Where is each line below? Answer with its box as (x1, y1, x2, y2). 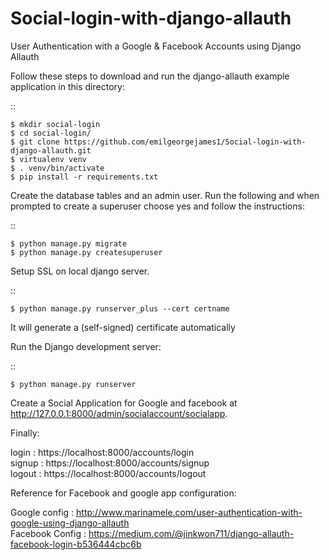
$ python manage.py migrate (10, 238, 128, 249)
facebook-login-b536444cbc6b (10, 538, 142, 550)
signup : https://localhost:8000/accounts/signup (10, 457, 210, 469)
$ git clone (10, 137, 60, 147)
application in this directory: (10, 80, 125, 92)
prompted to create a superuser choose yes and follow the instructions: (10, 200, 305, 212)
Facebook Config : (10, 527, 87, 539)
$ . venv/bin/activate (10, 163, 105, 173)
